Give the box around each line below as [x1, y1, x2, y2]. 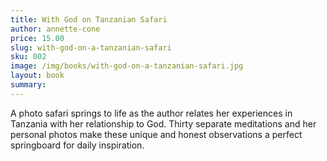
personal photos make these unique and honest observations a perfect [10, 128, 303, 140]
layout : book [10, 71, 65, 81]
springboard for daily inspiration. [10, 139, 145, 151]
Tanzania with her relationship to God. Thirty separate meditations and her [10, 117, 317, 130]
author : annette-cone [10, 24, 101, 34]
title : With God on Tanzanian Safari [10, 14, 168, 25]
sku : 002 [10, 52, 47, 62]
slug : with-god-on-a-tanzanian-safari [10, 42, 172, 53]
